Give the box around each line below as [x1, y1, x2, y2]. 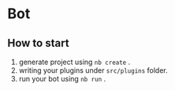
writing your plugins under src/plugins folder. [18, 66, 169, 75]
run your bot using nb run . [18, 74, 106, 83]
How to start [7, 36, 69, 50]
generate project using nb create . [18, 57, 131, 66]
